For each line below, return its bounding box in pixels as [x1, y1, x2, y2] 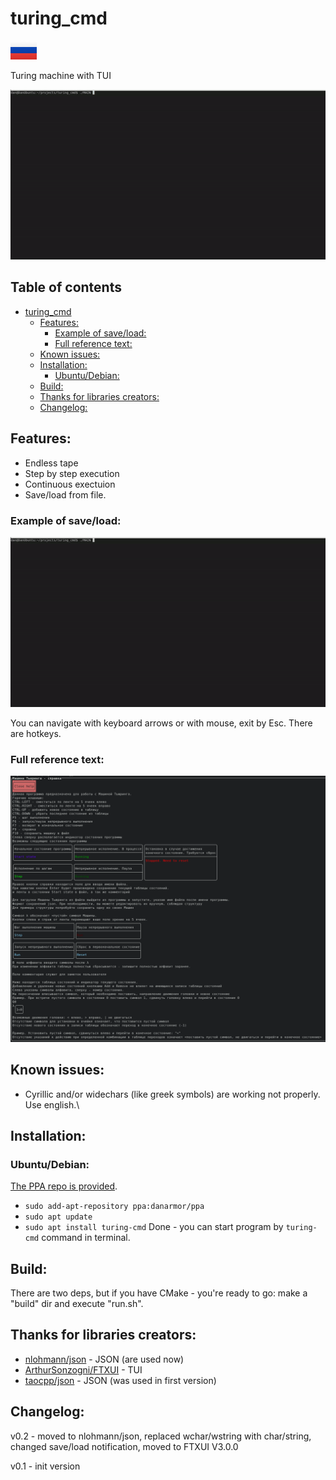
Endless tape [24, 457, 79, 469]
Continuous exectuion [24, 478, 116, 490]
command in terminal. [41, 1232, 131, 1244]
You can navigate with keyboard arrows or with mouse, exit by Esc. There [10, 717, 313, 729]
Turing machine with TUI [10, 69, 112, 81]
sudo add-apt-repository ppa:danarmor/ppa [24, 1202, 205, 1212]
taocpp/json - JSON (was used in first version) [24, 1374, 217, 1386]
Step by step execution [24, 467, 120, 479]
